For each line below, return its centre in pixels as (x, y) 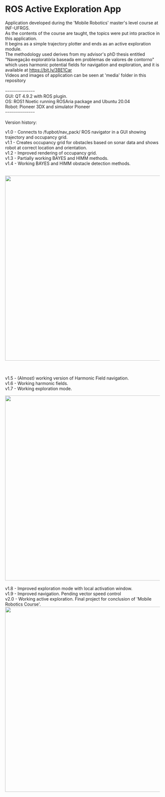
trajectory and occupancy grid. (36, 137)
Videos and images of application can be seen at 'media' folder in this (76, 75)
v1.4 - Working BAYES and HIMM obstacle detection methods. (68, 163)
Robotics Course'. (23, 604)
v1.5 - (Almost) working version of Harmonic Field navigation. (67, 378)
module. (14, 49)
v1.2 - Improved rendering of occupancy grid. (51, 153)
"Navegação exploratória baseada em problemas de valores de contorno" (80, 59)
